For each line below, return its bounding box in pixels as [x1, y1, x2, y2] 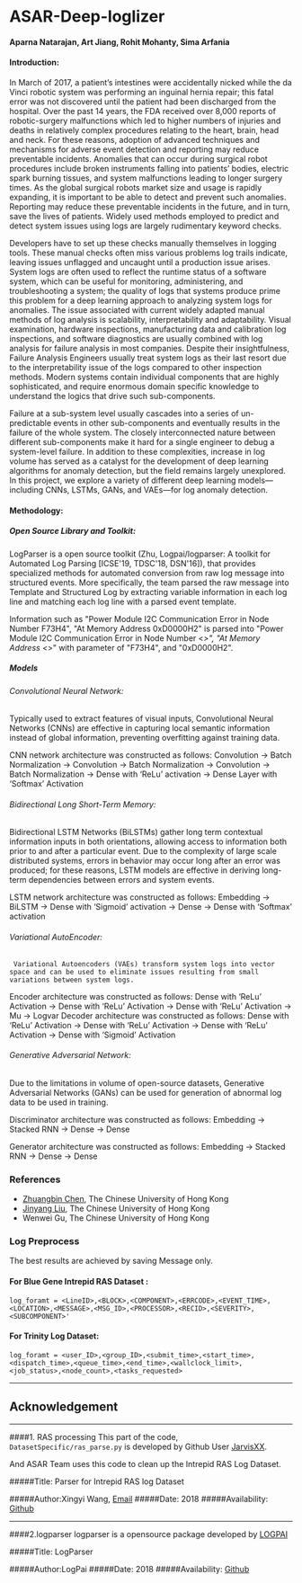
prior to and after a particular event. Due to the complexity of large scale [9, 846, 277, 857]
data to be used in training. [9, 1097, 109, 1107]
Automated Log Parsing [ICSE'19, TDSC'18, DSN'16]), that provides [9, 557, 256, 568]
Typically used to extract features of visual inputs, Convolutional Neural [9, 713, 274, 725]
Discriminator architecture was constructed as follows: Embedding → [9, 1114, 265, 1125]
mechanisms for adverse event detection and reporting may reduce [9, 144, 259, 155]
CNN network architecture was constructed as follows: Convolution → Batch [9, 750, 292, 760]
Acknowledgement [9, 1400, 119, 1415]
